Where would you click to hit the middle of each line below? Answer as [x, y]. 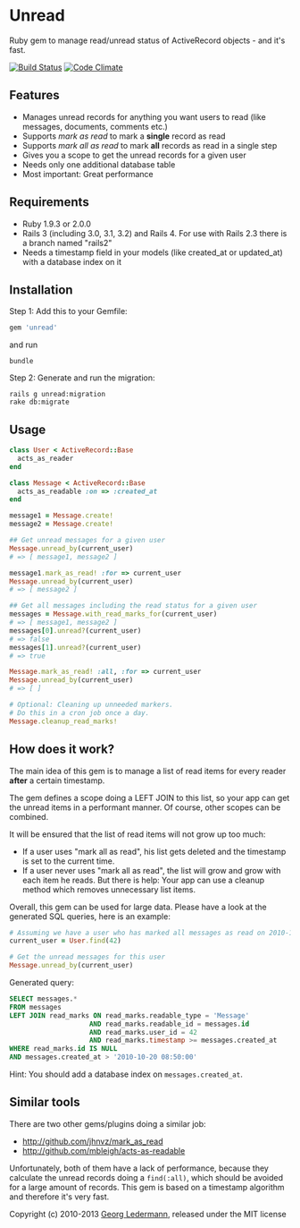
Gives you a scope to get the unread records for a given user [134, 155]
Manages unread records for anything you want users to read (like [144, 116]
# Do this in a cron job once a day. [79, 712]
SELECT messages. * [43, 999]
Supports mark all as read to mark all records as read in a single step [150, 145]
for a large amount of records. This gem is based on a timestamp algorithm [147, 1187]
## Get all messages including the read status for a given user [133, 606]
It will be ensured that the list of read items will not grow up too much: [137, 834]
